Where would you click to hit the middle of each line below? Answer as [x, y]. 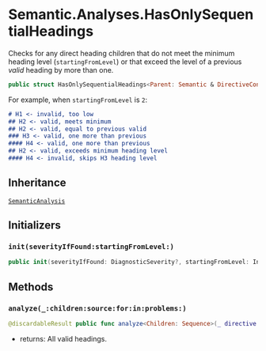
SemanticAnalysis [37, 201]
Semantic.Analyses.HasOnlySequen [131, 15]
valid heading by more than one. [61, 70]
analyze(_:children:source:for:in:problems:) [98, 308]
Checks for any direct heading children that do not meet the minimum [122, 53]
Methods [31, 287]
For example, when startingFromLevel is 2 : [78, 100]
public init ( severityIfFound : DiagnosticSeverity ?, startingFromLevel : [129, 262]
